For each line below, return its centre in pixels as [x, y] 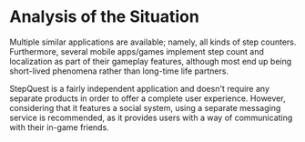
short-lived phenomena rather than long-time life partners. [119, 71]
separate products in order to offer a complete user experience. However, [147, 98]
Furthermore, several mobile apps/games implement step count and [137, 51]
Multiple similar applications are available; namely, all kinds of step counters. [153, 42]
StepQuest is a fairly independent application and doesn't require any [140, 88]
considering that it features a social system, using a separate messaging [145, 107]
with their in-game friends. [59, 127]
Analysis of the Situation [105, 17]
